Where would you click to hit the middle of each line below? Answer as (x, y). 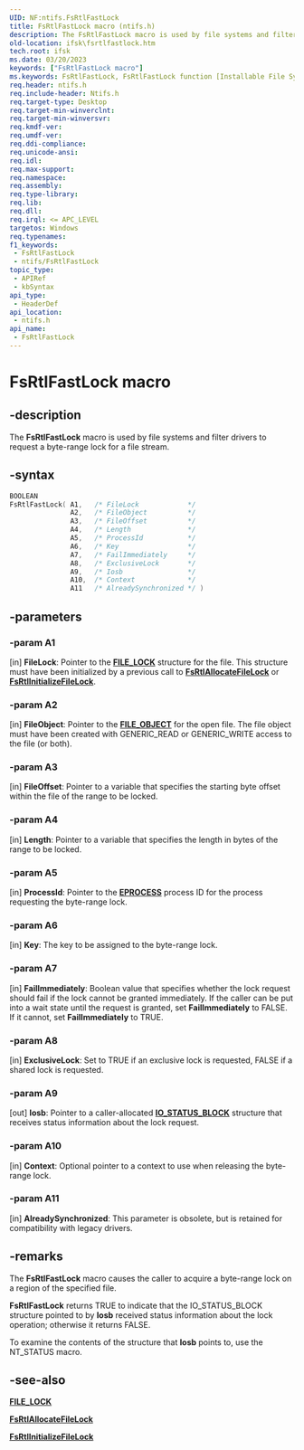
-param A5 (33, 872)
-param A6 (34, 925)
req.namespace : (38, 177)
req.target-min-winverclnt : (62, 110)
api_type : (28, 295)
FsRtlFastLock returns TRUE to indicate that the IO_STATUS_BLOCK (136, 1305)
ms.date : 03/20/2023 (48, 60)
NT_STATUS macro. (46, 1351)
